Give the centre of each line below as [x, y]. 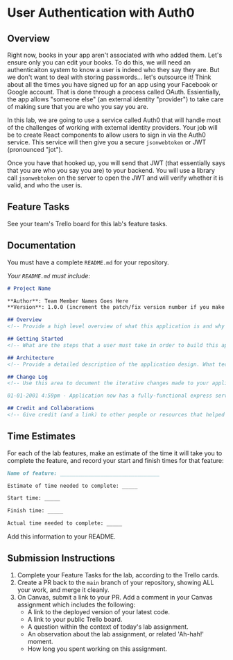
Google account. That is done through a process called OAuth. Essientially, [114, 92]
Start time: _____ [34, 498]
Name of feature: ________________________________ [83, 473]
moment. [40, 641]
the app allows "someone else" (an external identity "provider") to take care [115, 99]
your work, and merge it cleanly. [63, 590]
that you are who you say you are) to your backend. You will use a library [111, 170]
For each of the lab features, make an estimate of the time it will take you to [115, 453]
